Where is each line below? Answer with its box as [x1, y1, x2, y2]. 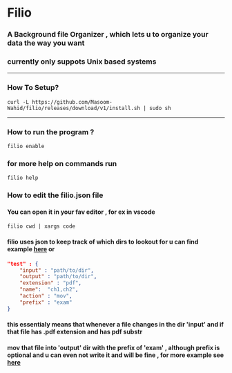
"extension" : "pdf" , [19, 280, 81, 286]
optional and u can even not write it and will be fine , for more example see [7, 351, 224, 359]
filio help [7, 174, 39, 181]
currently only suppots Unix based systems [7, 57, 157, 66]
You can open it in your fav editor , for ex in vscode [7, 208, 155, 216]
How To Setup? [7, 83, 59, 93]
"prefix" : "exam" [19, 299, 72, 306]
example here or [7, 245, 55, 253]
